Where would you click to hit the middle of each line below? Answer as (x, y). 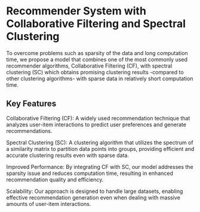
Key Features (31, 104)
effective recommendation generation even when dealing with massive (93, 197)
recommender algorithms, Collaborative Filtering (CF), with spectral (89, 66)
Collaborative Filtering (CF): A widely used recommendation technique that (98, 118)
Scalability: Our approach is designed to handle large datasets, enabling (95, 191)
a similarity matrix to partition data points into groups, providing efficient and (100, 149)
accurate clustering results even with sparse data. (68, 155)
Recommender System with (76, 11)
